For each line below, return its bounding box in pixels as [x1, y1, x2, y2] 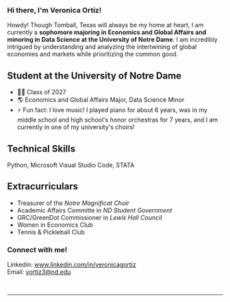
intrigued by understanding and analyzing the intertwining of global [7, 43, 197, 51]
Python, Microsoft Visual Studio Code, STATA [7, 161, 135, 169]
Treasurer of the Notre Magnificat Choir [16, 199, 130, 207]
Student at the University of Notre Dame [7, 70, 182, 81]
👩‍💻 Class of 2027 [16, 88, 66, 96]
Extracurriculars [7, 180, 79, 193]
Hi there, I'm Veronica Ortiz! [7, 5, 102, 15]
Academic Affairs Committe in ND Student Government [16, 206, 172, 214]
